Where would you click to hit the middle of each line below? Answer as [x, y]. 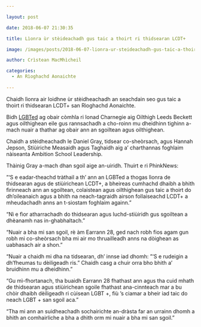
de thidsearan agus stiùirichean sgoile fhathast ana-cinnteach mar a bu [94, 287]
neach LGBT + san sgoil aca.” [42, 300]
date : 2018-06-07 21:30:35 [40, 27]
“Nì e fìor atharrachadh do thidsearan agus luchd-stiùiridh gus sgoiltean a [97, 214]
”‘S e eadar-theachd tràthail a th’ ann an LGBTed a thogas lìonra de [88, 177]
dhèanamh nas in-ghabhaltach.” [46, 220]
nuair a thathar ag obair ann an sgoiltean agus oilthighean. [93, 130]
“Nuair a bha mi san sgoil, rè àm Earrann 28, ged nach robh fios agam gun [98, 232]
